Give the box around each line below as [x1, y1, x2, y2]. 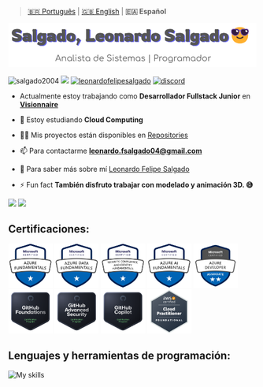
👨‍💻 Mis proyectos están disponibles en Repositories [19, 130, 189, 140]
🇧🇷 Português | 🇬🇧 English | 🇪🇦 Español [27, 7, 167, 16]
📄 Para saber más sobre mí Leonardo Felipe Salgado [19, 165, 191, 174]
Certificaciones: [8, 222, 90, 236]
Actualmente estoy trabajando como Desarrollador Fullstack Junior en [19, 91, 250, 101]
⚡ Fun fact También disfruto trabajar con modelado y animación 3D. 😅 [19, 180, 254, 190]
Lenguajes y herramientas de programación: [8, 349, 231, 363]
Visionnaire [19, 100, 59, 110]
